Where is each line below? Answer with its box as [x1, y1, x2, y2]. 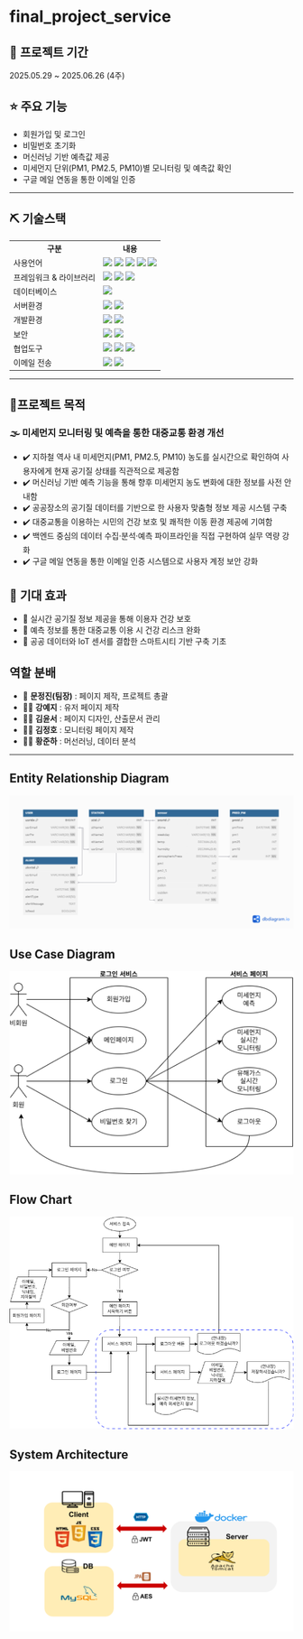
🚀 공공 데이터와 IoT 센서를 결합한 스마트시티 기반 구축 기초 [22, 636, 227, 647]
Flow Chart [9, 1192, 72, 1208]
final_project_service [9, 6, 171, 27]
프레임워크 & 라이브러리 [13, 272, 96, 282]
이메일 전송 [13, 357, 52, 368]
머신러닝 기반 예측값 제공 [22, 151, 110, 162]
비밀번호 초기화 [22, 140, 77, 151]
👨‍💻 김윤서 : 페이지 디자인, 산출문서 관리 [22, 713, 161, 724]
